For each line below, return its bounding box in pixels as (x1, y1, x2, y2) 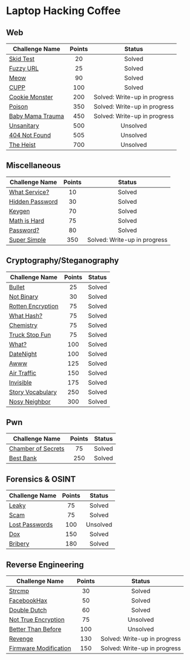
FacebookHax (9, 597, 48, 605)
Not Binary (9, 292, 39, 301)
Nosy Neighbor (9, 398, 51, 406)
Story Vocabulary (9, 388, 57, 396)
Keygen (9, 207, 30, 215)
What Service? (9, 188, 50, 196)
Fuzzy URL (9, 65, 39, 72)
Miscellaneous (6, 160, 61, 171)
